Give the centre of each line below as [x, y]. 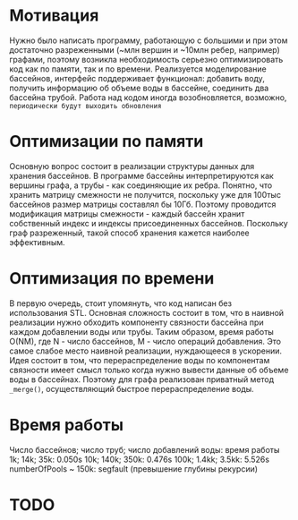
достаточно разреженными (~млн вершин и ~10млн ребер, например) [145, 49]
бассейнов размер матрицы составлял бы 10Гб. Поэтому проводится [143, 204]
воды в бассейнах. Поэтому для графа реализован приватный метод [142, 379]
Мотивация [54, 16]
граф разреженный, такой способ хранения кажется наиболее [130, 233]
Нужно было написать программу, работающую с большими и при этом [149, 40]
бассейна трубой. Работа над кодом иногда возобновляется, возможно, [148, 97]
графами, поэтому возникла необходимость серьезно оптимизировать [146, 59]
